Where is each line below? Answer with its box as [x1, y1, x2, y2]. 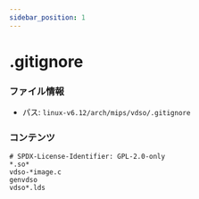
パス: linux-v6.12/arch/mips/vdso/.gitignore [21, 107, 191, 118]
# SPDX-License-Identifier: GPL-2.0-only [9, 153, 166, 162]
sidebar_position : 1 [9, 12, 87, 22]
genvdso [9, 176, 38, 185]
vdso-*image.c [9, 168, 62, 177]
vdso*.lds [9, 184, 46, 193]
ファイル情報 [9, 85, 65, 97]
